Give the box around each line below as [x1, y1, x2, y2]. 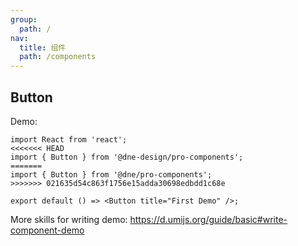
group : [10, 14, 38, 25]
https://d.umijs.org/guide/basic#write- [129, 213, 288, 225]
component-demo [10, 224, 85, 236]
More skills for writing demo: [10, 213, 128, 225]
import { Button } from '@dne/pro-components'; [10, 169, 213, 180]
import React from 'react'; [10, 134, 128, 145]
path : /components [19, 52, 97, 62]
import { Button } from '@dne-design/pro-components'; [10, 152, 244, 162]
